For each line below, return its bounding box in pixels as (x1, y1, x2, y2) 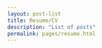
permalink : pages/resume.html (7, 30, 96, 37)
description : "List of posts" (7, 23, 96, 30)
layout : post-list (7, 10, 61, 18)
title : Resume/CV (7, 17, 58, 24)
